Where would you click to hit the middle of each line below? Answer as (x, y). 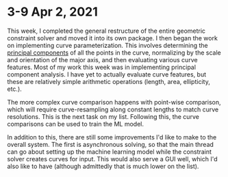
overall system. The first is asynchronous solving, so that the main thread (111, 144)
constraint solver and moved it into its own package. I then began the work (112, 38)
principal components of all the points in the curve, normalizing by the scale (114, 53)
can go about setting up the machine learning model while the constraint (110, 152)
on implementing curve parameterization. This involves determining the (108, 45)
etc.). (14, 89)
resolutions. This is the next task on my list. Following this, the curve (103, 116)
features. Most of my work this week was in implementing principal (102, 67)
